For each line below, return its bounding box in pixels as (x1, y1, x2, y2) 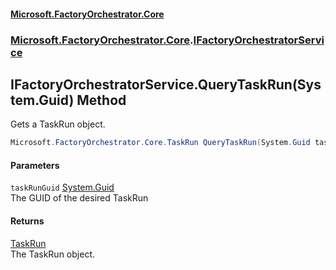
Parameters (10, 159, 60, 171)
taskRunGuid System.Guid (10, 181, 115, 194)
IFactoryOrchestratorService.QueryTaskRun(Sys (10, 76, 322, 93)
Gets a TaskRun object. (10, 118, 106, 130)
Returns (10, 215, 45, 227)
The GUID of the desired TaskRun (10, 192, 149, 204)
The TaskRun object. (10, 248, 95, 260)
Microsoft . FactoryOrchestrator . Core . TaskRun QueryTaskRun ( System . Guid (10, 138, 311, 148)
